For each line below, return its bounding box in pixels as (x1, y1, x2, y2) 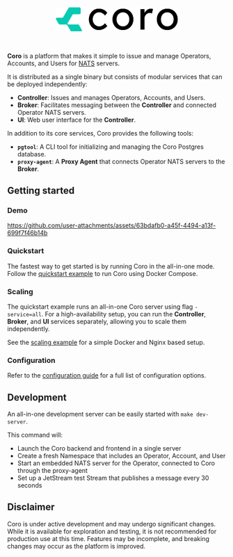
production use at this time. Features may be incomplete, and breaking (7, 534, 210, 542)
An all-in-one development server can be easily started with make (7, 410, 193, 419)
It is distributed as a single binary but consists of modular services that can (7, 72, 223, 81)
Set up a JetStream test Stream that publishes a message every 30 (17, 474, 209, 483)
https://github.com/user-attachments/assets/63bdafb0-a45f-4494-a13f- (7, 221, 216, 229)
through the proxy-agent (17, 467, 88, 475)
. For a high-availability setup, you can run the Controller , (41, 309, 207, 318)
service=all (7, 311, 42, 318)
